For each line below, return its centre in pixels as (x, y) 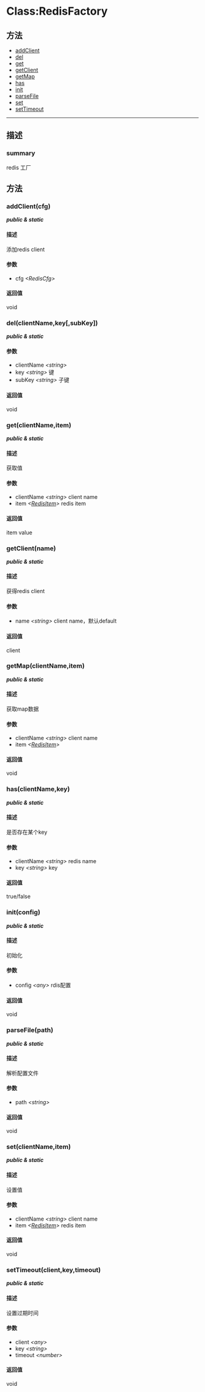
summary (21, 153)
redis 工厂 (19, 167)
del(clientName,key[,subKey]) (52, 323)
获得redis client (26, 591)
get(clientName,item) (39, 425)
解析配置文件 (22, 1073)
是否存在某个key (27, 832)
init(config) (23, 912)
